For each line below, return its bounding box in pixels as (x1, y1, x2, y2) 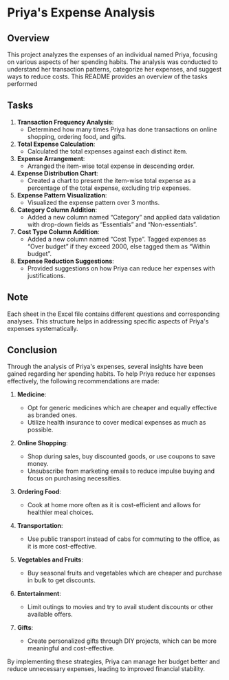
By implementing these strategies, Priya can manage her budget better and (7, 657, 220, 666)
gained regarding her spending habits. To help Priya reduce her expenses (7, 370, 216, 378)
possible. (27, 425, 54, 434)
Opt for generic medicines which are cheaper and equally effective (27, 404, 217, 412)
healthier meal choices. (27, 508, 94, 517)
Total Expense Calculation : (17, 140, 96, 148)
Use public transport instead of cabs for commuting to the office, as (27, 535, 220, 543)
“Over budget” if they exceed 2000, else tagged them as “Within (27, 242, 210, 251)
